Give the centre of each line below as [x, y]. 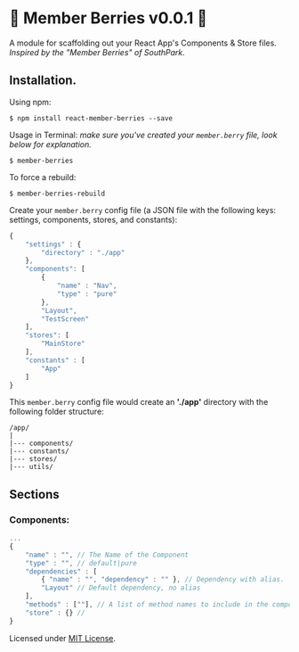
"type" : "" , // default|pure [81, 563]
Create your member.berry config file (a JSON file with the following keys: [143, 210]
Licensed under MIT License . [63, 638]
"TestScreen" [65, 319]
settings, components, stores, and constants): [93, 219]
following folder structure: [57, 412]
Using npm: [30, 102]
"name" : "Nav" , [87, 285]
